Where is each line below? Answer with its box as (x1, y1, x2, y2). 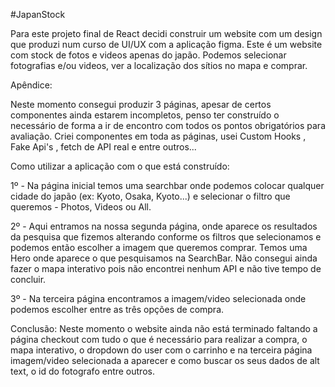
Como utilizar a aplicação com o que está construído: (10, 160, 230, 172)
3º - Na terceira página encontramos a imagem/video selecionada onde (10, 293, 307, 304)
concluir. (10, 274, 47, 285)
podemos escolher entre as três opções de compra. (10, 304, 225, 315)
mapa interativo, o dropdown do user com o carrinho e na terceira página (10, 344, 313, 356)
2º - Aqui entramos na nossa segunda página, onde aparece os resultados (10, 220, 318, 232)
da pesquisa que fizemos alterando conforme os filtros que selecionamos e (10, 231, 322, 243)
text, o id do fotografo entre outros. (10, 365, 155, 377)
